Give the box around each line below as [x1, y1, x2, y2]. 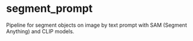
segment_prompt [6, 2, 93, 15]
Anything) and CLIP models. [6, 27, 75, 34]
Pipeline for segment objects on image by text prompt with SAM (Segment [6, 21, 188, 29]
